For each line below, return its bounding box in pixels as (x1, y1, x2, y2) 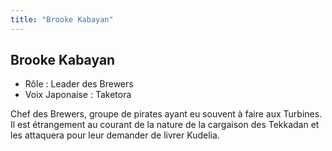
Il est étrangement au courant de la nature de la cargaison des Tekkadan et (10, 119, 320, 131)
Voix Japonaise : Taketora (24, 89, 132, 101)
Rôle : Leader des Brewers (24, 78, 134, 90)
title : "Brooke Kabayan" (10, 14, 114, 25)
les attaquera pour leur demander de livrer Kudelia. (10, 129, 220, 141)
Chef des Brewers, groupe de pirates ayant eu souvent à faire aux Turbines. (10, 108, 323, 120)
